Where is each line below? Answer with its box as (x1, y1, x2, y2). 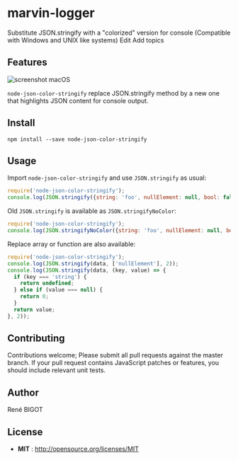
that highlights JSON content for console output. (7, 96, 149, 105)
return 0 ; (20, 293, 50, 300)
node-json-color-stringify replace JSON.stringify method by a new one (7, 88, 220, 97)
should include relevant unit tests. (7, 366, 106, 374)
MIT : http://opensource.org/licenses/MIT (17, 444, 140, 454)
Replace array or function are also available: (7, 239, 136, 248)
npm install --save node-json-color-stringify (7, 136, 147, 143)
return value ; (13, 306, 55, 313)
